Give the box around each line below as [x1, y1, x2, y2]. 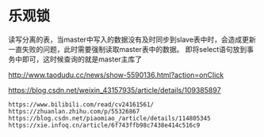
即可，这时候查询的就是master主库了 [21, 54, 143, 64]
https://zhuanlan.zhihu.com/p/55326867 [8, 107, 140, 115]
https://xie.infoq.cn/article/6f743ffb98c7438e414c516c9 [8, 121, 201, 129]
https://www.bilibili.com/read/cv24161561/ [8, 100, 155, 109]
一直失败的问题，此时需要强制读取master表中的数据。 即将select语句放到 [8, 44, 247, 54]
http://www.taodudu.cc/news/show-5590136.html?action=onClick [8, 70, 224, 80]
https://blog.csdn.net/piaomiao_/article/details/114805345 [8, 114, 212, 122]
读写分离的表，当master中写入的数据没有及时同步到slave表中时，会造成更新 [8, 35, 256, 44]
